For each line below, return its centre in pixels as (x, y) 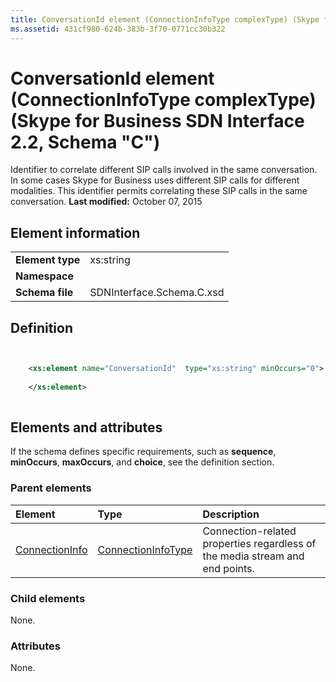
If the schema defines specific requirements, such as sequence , (143, 452)
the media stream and (253, 556)
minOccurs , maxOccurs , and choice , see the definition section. (142, 462)
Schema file (44, 293)
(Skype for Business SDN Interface (157, 120)
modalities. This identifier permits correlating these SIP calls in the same (159, 191)
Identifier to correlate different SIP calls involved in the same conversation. (164, 170)
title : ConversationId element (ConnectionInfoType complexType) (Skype (165, 19)
